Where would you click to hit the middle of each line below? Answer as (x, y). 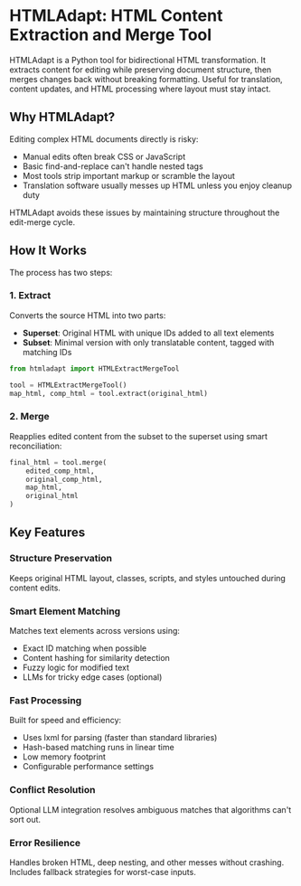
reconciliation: (36, 446)
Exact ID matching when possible (85, 648)
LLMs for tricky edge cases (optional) (92, 677)
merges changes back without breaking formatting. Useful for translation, (146, 79)
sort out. (25, 819)
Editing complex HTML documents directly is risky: (104, 139)
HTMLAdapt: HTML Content (116, 16)
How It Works (48, 251)
